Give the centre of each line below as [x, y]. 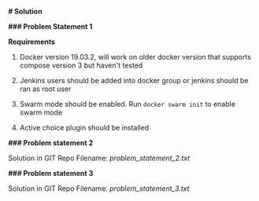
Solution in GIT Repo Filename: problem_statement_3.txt [99, 188]
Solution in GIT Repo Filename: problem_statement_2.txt [99, 158]
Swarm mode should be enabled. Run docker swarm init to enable [128, 104]
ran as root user [45, 89]
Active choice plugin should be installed [84, 128]
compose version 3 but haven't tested [81, 65]
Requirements [32, 42]
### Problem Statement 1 [50, 26]
